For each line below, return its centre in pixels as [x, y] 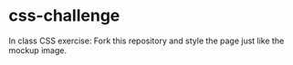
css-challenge [64, 16]
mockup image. [38, 50]
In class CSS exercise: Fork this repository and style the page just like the [146, 41]
